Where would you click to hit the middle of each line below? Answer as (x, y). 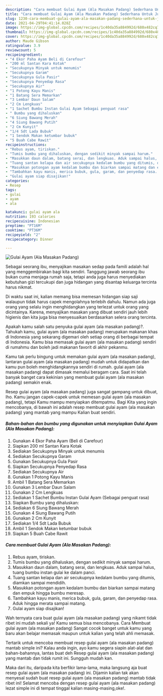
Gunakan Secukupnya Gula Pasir (45, 462)
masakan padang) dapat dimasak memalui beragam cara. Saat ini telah (76, 372)
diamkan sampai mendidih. (39, 583)
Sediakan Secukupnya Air (38, 472)
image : (12, 28)
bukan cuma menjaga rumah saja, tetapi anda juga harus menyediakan (76, 277)
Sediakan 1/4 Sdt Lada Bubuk (42, 523)
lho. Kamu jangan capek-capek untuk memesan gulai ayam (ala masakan (78, 397)
